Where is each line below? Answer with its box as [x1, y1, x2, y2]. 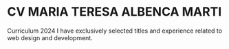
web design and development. [7, 33, 93, 42]
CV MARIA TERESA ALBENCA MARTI [7, 4, 222, 20]
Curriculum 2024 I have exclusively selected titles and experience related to [7, 27, 222, 35]
